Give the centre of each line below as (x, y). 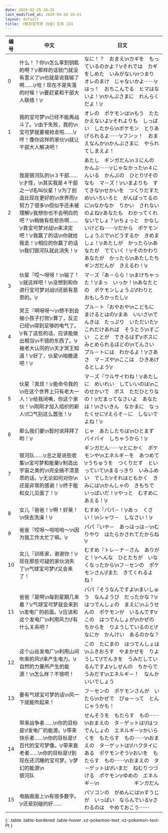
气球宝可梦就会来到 (55, 604)
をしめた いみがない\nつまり (119, 74)
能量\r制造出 (64, 463)
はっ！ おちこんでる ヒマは (119, 89)
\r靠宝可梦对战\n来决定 (46, 228)
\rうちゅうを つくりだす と (119, 463)
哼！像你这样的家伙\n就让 (49, 140)
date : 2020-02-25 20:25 (30, 10)
